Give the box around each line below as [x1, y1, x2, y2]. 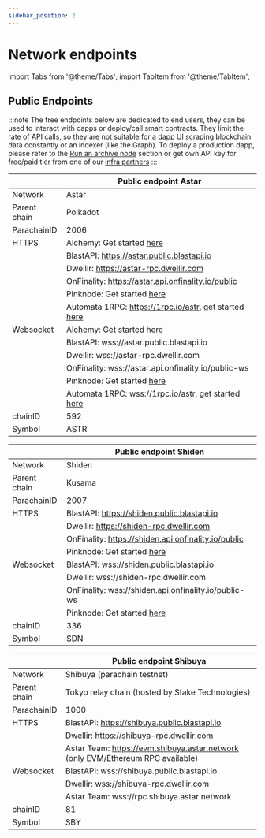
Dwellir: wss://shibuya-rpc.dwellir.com [65, 778, 210, 789]
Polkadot [65, 207, 99, 218]
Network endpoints [8, 45, 138, 63]
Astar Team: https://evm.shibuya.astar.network [65, 743, 239, 754]
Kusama [66, 478, 97, 489]
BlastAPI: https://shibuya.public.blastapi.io [65, 717, 222, 728]
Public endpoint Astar [118, 176, 202, 187]
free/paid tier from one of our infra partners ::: [8, 157, 158, 166]
